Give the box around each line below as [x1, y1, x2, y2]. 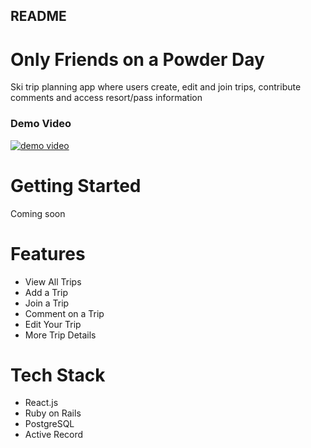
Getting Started [10, 174, 142, 197]
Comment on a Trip [24, 307, 105, 319]
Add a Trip [24, 286, 68, 298]
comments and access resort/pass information [10, 92, 203, 104]
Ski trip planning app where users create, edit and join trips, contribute [10, 81, 302, 93]
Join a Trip [24, 297, 70, 309]
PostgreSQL [24, 418, 75, 430]
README [10, 8, 67, 25]
